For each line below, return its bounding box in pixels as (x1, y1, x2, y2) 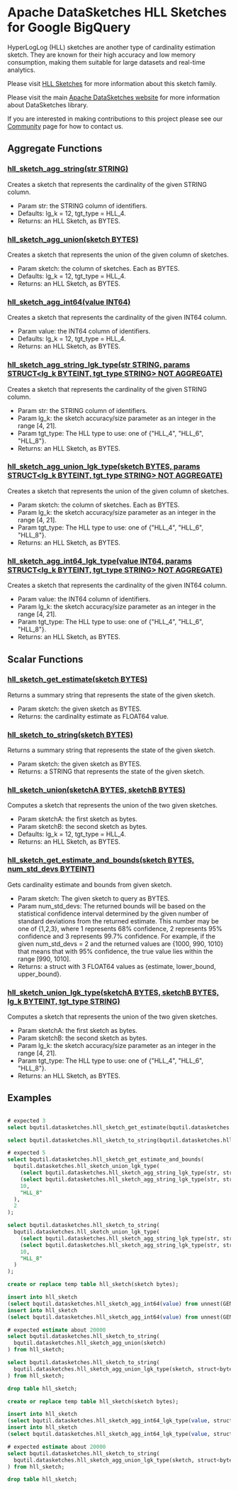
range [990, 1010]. (17, 954, 71, 963)
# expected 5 (7, 1149, 46, 1157)
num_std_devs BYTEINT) (7, 864, 96, 874)
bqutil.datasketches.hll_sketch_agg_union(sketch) (13, 1339, 166, 1347)
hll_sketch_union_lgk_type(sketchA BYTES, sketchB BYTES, (7, 987, 220, 997)
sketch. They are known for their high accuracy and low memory (7, 50, 196, 59)
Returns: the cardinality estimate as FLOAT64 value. (17, 712, 169, 720)
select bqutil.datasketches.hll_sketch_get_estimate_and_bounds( (7, 1156, 204, 1163)
